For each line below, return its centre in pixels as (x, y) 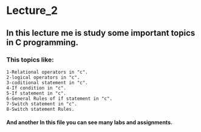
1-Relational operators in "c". (47, 72)
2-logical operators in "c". (43, 77)
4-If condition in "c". (36, 88)
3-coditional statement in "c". (47, 82)
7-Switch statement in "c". (42, 104)
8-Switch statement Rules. (40, 109)
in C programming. (43, 42)
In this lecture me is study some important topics (101, 33)
